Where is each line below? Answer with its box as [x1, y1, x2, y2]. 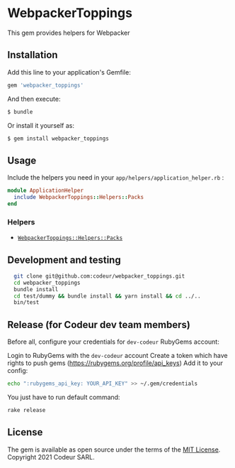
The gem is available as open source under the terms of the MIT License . [7, 445, 221, 454]
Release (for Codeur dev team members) [7, 318, 191, 331]
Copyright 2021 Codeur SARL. [7, 452, 95, 461]
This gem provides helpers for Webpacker [7, 28, 130, 37]
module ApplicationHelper [7, 187, 84, 195]
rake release [7, 406, 46, 413]
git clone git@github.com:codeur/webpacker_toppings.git [13, 272, 185, 280]
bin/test [13, 299, 40, 306]
